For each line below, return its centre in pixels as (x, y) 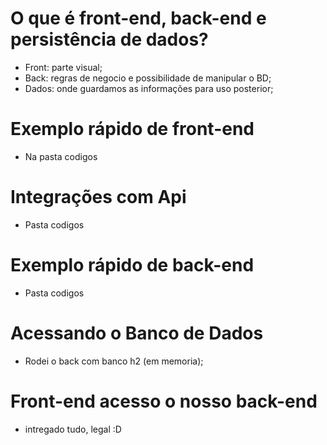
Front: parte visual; (63, 67)
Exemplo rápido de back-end (132, 265)
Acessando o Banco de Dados (137, 333)
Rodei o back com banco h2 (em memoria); (114, 361)
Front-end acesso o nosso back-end (164, 401)
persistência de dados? (109, 39)
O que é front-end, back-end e (138, 18)
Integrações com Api (98, 197)
